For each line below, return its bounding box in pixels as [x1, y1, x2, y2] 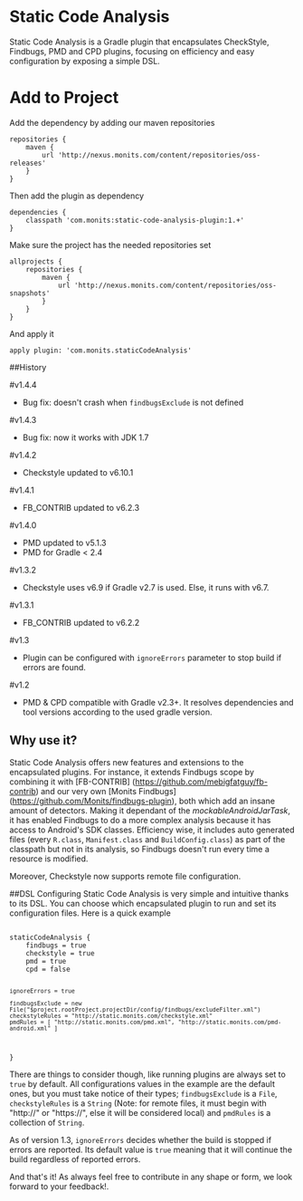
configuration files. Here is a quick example [9, 908, 172, 918]
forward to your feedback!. [9, 1181, 109, 1192]
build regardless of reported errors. [9, 1154, 141, 1165]
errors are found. [22, 661, 86, 672]
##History [9, 361, 47, 372]
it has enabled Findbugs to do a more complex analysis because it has [9, 814, 271, 825]
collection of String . [9, 1117, 85, 1129]
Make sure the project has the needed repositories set [9, 239, 212, 250]
